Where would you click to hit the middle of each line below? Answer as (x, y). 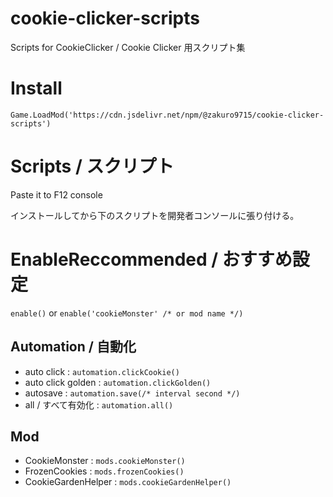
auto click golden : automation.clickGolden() (118, 382)
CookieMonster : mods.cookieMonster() (105, 461)
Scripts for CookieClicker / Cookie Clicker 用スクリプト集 (128, 47)
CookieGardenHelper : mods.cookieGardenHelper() (128, 482)
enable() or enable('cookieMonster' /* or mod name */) (127, 313)
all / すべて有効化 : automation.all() (99, 404)
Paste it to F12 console (56, 194)
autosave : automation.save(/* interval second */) (132, 393)
